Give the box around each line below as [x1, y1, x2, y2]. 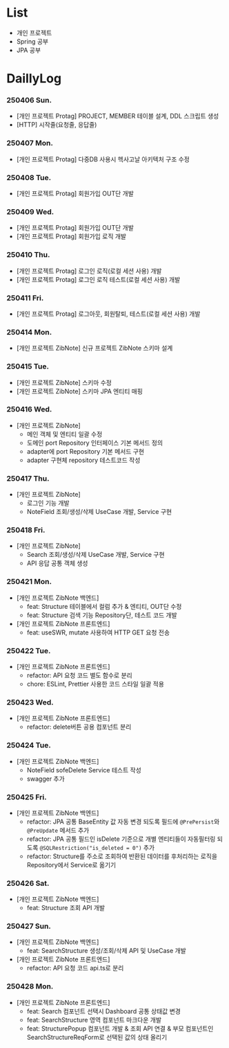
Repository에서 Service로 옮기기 [26, 860, 117, 869]
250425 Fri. [6, 792, 47, 801]
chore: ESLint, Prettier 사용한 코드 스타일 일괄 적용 [26, 680, 165, 688]
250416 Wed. [6, 405, 52, 414]
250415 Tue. [6, 362, 50, 371]
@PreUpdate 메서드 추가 [26, 826, 90, 834]
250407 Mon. [6, 139, 53, 148]
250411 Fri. [6, 293, 44, 303]
